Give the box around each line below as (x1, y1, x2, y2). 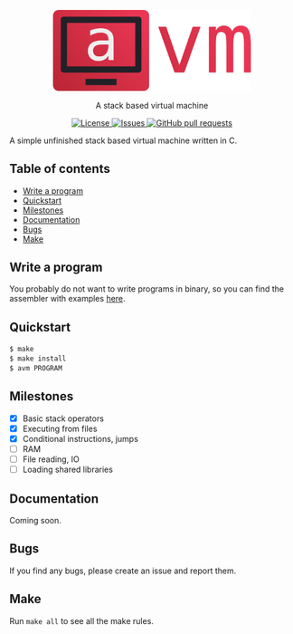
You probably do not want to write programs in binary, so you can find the (9, 283, 285, 294)
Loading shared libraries (22, 464, 113, 475)
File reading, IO (22, 454, 80, 465)
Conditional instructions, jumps (22, 433, 138, 444)
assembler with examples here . (9, 293, 126, 304)
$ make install (9, 354, 67, 363)
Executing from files (22, 423, 98, 434)
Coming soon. (9, 514, 61, 525)
